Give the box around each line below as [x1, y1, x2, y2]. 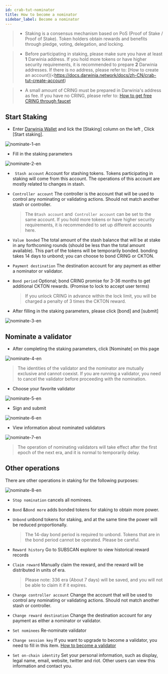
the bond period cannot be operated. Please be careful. [25, 537, 140, 543]
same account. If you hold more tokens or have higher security [25, 217, 155, 223]
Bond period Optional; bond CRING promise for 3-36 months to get [12, 278, 150, 284]
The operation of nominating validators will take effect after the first [17, 444, 157, 450]
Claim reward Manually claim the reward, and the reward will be [12, 561, 144, 567]
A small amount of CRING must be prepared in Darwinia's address [25, 88, 161, 94]
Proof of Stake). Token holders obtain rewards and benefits [25, 36, 147, 42]
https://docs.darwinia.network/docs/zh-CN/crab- [54, 72, 156, 78]
